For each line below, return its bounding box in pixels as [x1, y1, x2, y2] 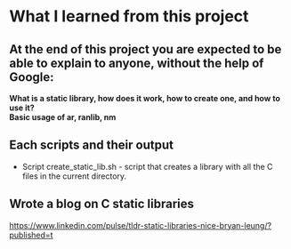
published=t [9, 229, 53, 240]
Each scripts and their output [9, 138, 174, 153]
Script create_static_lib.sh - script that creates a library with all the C [21, 161, 273, 172]
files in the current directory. [21, 171, 127, 181]
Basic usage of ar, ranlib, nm [9, 112, 117, 122]
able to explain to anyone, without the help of [9, 55, 264, 70]
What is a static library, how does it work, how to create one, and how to [9, 93, 280, 103]
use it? [9, 102, 35, 113]
